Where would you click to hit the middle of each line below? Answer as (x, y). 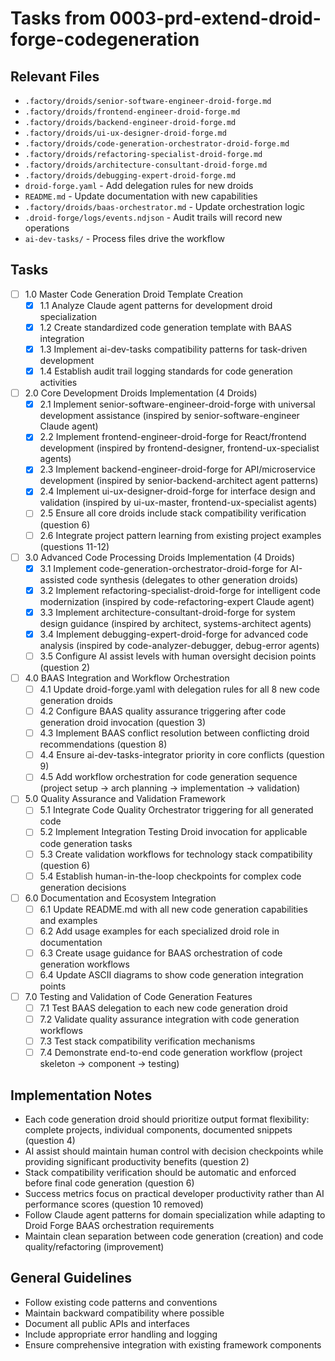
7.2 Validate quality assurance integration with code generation (169, 1019)
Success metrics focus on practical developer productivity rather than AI (174, 1194)
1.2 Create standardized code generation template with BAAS (166, 327)
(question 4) (50, 1141)
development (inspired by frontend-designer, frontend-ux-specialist (179, 448)
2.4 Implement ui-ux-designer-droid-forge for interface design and (177, 491)
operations (47, 228)
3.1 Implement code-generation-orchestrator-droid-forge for (163, 568)
